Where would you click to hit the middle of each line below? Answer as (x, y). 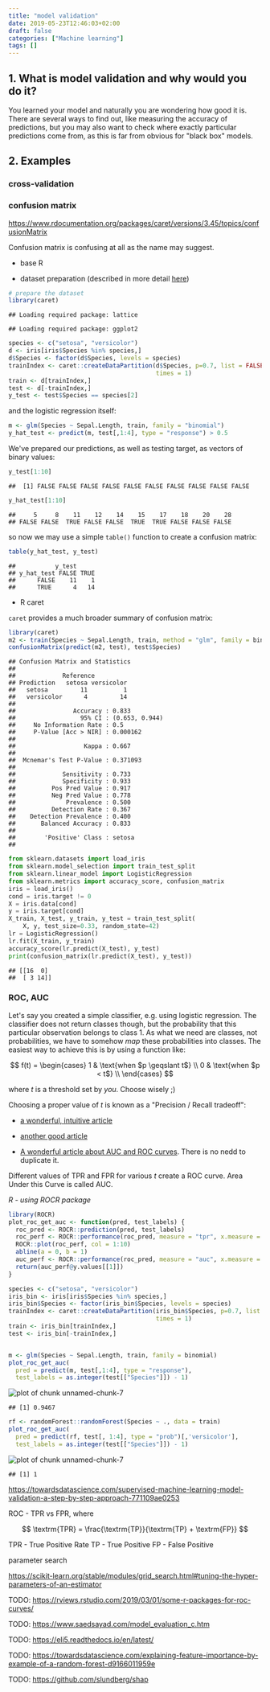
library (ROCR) (32, 1214)
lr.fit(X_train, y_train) (51, 941)
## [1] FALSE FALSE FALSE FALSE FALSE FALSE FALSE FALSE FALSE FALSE (129, 486)
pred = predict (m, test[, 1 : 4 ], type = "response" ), (104, 1370)
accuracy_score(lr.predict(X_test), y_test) (84, 949)
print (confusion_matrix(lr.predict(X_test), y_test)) (100, 956)
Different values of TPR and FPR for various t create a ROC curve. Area (126, 1176)
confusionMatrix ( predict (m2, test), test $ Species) (95, 647)
